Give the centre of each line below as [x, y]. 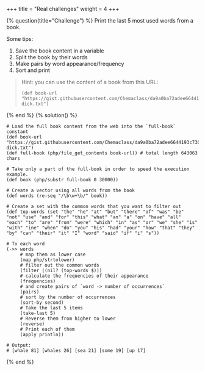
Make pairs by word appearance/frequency [70, 64]
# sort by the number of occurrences [68, 297]
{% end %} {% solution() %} [42, 115]
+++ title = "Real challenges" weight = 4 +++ [63, 9]
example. [17, 175]
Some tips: [20, 39]
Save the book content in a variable [59, 51]
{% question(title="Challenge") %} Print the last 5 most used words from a [100, 20]
